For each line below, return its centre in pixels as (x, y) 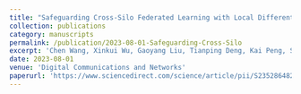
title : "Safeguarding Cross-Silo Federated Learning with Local (132, 17)
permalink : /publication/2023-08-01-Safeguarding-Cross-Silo (126, 43)
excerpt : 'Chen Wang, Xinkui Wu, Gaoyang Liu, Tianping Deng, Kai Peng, (148, 51)
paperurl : (28, 76)
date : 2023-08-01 (42, 59)
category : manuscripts (52, 34)
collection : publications (57, 26)
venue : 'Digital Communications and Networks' (98, 68)
